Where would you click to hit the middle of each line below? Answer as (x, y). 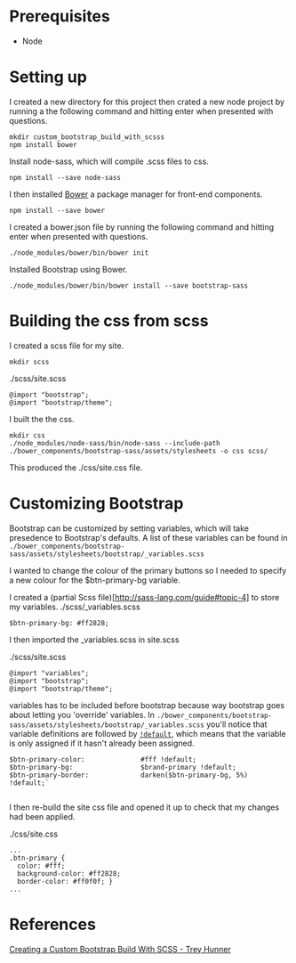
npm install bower (43, 144)
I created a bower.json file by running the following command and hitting (142, 227)
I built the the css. (42, 419)
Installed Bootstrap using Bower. (68, 269)
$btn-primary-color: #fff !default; (103, 759)
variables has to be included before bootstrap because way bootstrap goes (147, 705)
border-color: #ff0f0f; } (65, 881)
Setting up (48, 77)
